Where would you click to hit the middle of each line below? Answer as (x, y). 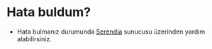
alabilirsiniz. (34, 38)
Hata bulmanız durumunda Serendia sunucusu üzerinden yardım (111, 31)
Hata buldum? (49, 12)
